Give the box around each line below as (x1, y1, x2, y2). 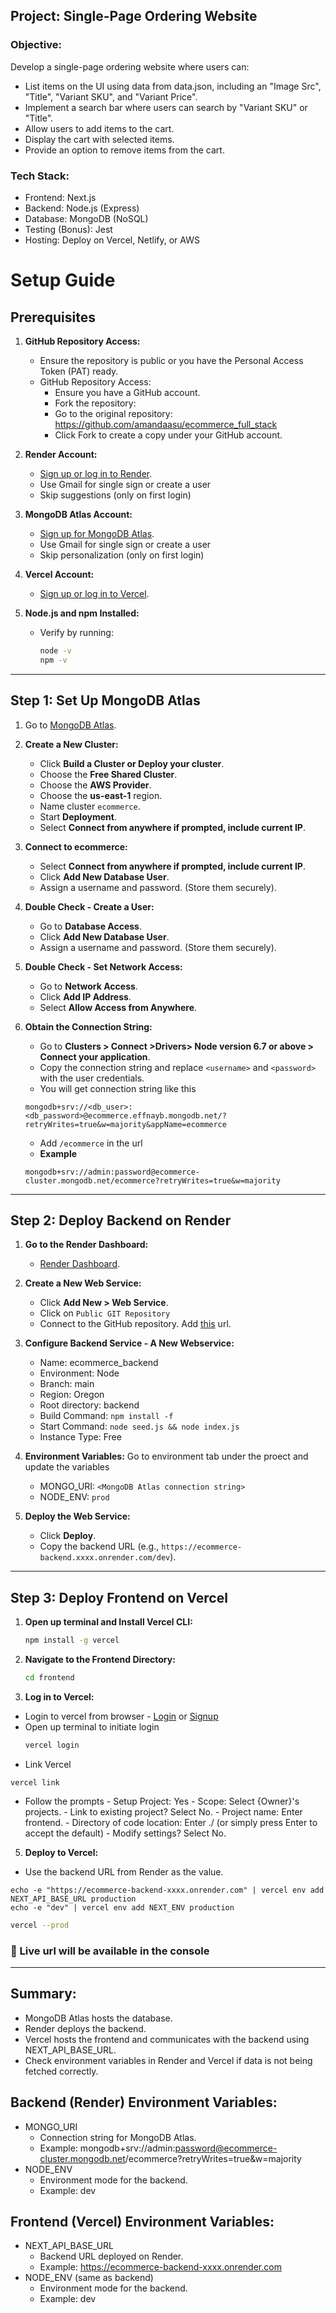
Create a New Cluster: (24, 738, 119, 750)
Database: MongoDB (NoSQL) (24, 212, 149, 224)
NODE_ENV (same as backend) (24, 2272, 154, 2284)
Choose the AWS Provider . (39, 779, 152, 791)
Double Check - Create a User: (24, 900, 155, 913)
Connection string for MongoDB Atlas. (39, 2131, 197, 2143)
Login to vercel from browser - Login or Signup (24, 1710, 219, 1722)
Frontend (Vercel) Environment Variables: (10, 2213, 275, 2230)
